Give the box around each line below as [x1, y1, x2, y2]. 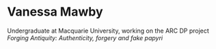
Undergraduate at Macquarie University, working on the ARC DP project [7, 27, 210, 35]
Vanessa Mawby [7, 4, 104, 20]
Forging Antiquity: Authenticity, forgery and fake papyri [7, 33, 163, 42]
